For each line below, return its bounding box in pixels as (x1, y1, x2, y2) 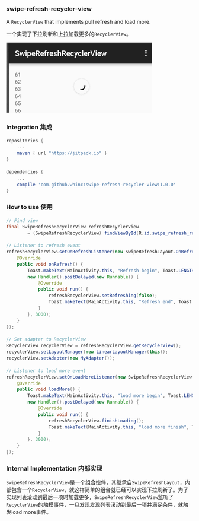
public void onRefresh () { (17, 261, 84, 267)
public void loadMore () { (17, 386, 81, 393)
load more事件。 (11, 509, 52, 516)
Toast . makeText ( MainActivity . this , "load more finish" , (48, 424, 190, 430)
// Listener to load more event (6, 367, 86, 374)
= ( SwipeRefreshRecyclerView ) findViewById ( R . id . (27, 230, 152, 236)
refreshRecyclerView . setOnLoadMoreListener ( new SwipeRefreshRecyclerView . (6, 374, 195, 380)
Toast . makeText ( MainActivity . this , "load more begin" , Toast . (27, 393, 184, 399)
